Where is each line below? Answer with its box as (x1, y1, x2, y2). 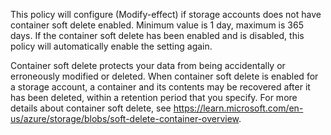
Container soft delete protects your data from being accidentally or (10, 60, 286, 71)
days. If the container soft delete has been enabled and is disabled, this (10, 30, 305, 41)
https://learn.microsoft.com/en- (173, 102, 304, 114)
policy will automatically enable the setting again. (10, 40, 213, 52)
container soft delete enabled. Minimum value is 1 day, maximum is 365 (10, 19, 304, 31)
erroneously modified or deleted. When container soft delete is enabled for (10, 70, 319, 82)
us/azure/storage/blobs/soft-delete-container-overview (10, 113, 240, 124)
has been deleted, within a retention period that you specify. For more (10, 92, 298, 103)
